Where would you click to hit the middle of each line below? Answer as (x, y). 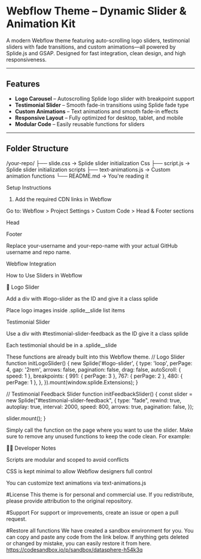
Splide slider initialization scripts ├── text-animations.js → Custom (88, 169)
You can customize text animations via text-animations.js (76, 483)
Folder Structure (37, 149)
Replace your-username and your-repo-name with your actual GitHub (92, 246)
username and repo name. (39, 252)
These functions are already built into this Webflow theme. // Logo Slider (96, 357)
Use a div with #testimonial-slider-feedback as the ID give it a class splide (97, 333)
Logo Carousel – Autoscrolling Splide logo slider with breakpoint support (104, 98)
